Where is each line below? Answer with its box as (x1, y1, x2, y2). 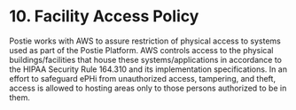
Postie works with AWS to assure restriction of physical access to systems (9, 35, 281, 46)
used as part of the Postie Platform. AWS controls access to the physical (9, 44, 274, 55)
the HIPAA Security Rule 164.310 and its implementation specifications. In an (9, 64, 288, 75)
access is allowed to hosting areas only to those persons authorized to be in (9, 82, 287, 93)
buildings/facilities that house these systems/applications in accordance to (9, 54, 282, 65)
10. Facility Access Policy (9, 6, 199, 27)
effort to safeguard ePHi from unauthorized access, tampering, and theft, (9, 73, 277, 83)
